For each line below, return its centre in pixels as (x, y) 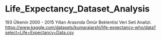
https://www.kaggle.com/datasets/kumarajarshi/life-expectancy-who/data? (81, 27)
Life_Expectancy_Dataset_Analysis (77, 9)
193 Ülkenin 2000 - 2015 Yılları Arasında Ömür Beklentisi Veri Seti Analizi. (78, 22)
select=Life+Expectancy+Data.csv (40, 32)
